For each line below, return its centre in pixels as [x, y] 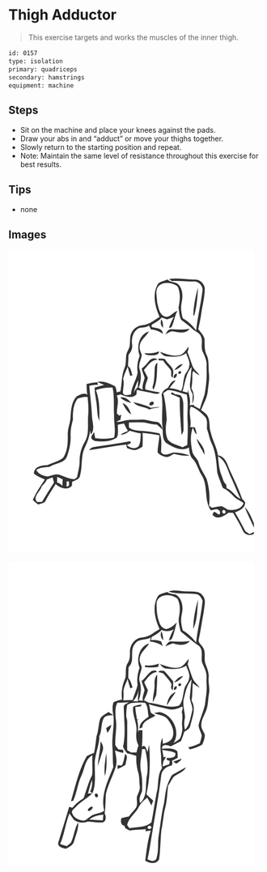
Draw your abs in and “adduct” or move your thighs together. [122, 138]
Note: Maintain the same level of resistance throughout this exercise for [139, 155]
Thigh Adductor [63, 15]
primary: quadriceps [43, 69]
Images [28, 234]
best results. [41, 164]
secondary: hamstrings [47, 77]
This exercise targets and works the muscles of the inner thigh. [133, 37]
